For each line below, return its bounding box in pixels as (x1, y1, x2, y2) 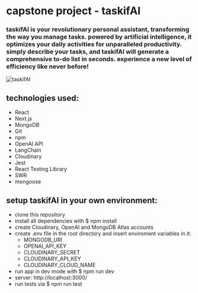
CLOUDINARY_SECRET (23, 249, 81, 256)
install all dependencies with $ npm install (14, 218, 117, 225)
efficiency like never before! (6, 62, 89, 71)
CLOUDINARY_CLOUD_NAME (23, 262, 96, 269)
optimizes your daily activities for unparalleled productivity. (6, 40, 182, 49)
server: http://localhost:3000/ (14, 274, 88, 281)
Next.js (14, 115, 33, 122)
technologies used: (6, 93, 79, 103)
